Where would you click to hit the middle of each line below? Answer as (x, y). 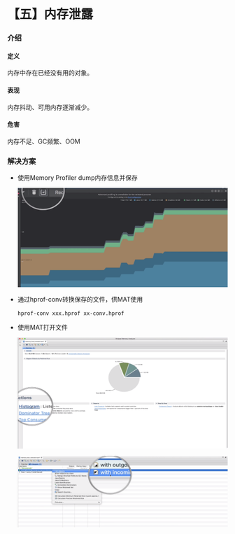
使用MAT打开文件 (42, 328)
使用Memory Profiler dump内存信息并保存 (77, 178)
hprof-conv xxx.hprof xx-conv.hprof (71, 314)
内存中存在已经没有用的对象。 (50, 73)
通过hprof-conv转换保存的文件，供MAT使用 (80, 300)
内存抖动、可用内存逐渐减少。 (50, 107)
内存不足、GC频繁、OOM (44, 141)
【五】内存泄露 (50, 14)
